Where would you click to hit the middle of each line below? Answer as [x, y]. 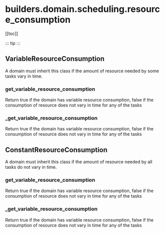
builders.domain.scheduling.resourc [82, 9]
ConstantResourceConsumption [56, 150]
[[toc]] [12, 33]
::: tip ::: [13, 43]
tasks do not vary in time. [31, 167]
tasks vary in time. [24, 76]
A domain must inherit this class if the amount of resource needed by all [79, 162]
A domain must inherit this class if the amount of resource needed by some [82, 71]
